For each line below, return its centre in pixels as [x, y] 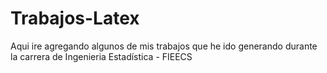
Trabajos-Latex [75, 18]
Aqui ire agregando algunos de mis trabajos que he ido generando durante [164, 46]
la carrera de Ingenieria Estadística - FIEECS [101, 56]
